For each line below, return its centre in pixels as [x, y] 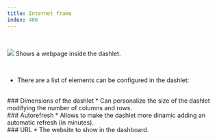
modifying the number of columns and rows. [69, 108]
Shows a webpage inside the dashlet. [68, 53]
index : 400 [23, 20]
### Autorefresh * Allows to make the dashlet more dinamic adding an [106, 115]
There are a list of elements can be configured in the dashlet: [103, 80]
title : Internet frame [39, 13]
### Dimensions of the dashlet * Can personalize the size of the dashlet [108, 101]
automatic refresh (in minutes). [51, 122]
